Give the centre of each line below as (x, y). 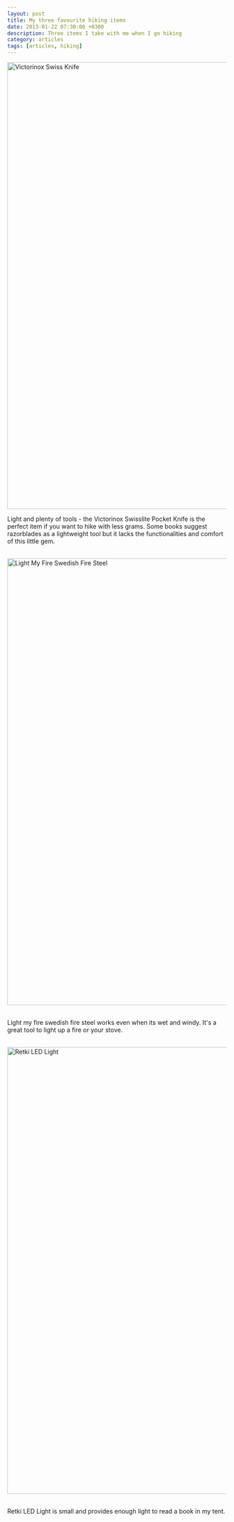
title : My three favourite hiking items (67, 20)
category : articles (36, 40)
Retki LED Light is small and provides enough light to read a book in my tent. (116, 1511)
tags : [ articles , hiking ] (45, 46)
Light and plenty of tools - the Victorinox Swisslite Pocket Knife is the (106, 519)
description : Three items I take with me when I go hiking (95, 33)
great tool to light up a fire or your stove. (65, 1030)
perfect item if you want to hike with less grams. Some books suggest (107, 526)
